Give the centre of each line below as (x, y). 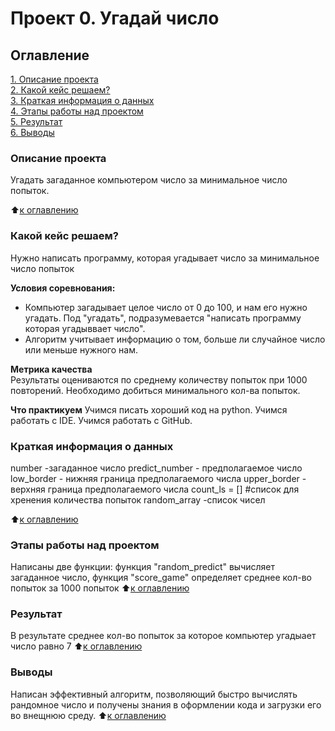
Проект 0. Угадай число (115, 18)
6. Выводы (32, 132)
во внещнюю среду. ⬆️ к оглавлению (88, 715)
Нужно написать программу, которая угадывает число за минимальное (165, 258)
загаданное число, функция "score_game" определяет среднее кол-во (161, 578)
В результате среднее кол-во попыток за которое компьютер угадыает (163, 636)
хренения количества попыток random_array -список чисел (138, 499)
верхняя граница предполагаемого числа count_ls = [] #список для (155, 489)
